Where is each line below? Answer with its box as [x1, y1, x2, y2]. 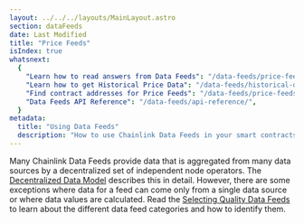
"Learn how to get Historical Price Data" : [25, 80, 193, 89]
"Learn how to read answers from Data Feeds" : [25, 72, 204, 81]
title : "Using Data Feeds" [17, 123, 119, 132]
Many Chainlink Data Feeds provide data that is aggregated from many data [9, 155, 291, 166]
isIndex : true [9, 47, 63, 56]
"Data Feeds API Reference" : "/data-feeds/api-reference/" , [25, 97, 257, 107]
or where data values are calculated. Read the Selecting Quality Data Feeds [9, 193, 290, 204]
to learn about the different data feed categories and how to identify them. [9, 203, 287, 214]
